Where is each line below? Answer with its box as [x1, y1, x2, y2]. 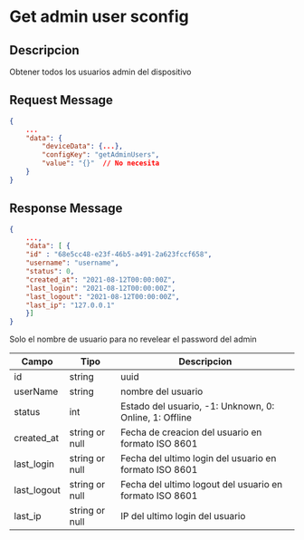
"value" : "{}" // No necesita [42, 159, 160, 169]
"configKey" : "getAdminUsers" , [42, 150, 160, 159]
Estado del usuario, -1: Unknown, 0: [120, 400, 275, 413]
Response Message [9, 201, 123, 217]
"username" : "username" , [25, 258, 119, 268]
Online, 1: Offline [120, 411, 193, 424]
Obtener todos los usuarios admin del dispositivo [9, 66, 192, 77]
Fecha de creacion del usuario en [120, 426, 262, 439]
